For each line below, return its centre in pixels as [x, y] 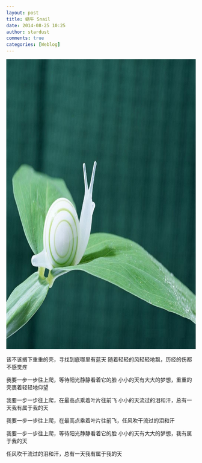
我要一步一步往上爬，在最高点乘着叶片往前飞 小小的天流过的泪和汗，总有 [96, 400]
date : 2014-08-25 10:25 [36, 25]
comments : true [25, 38]
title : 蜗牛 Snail [28, 19]
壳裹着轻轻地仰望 [27, 387]
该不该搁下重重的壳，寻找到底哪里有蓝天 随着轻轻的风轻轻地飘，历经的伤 [96, 359]
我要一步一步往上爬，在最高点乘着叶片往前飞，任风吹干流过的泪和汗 [90, 420]
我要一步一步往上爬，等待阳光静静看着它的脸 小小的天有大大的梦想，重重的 [99, 380]
